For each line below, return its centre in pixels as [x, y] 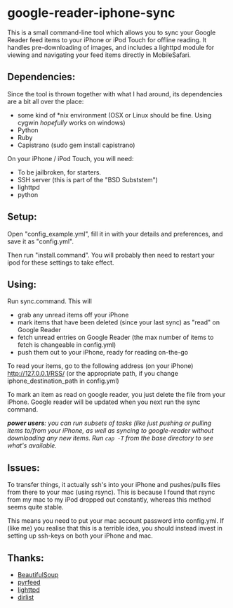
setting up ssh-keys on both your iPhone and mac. [80, 536]
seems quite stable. [36, 507]
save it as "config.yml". [40, 241]
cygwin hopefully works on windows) [71, 122]
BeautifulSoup [38, 575]
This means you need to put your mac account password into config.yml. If [116, 521]
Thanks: [26, 558]
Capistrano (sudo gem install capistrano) [76, 145]
